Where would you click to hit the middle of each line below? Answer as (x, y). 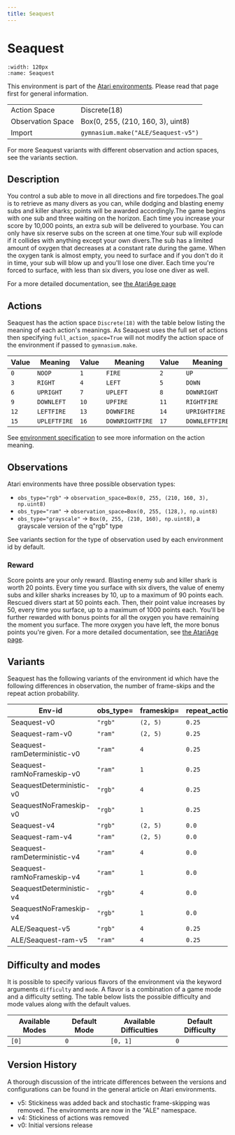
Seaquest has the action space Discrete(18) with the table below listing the (116, 323)
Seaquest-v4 (33, 826)
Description (33, 179)
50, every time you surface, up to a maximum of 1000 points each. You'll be (116, 610)
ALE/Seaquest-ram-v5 (49, 940)
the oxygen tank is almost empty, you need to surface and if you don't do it (115, 255)
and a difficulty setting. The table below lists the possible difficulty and (109, 997)
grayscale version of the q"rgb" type (70, 526)
